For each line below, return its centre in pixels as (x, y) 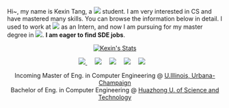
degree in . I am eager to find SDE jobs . (66, 35)
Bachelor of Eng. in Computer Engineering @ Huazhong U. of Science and (115, 90)
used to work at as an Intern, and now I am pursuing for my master (105, 27)
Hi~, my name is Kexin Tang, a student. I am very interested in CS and (109, 11)
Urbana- (203, 76)
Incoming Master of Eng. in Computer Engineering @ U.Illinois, (102, 76)
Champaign (115, 83)
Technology (115, 97)
